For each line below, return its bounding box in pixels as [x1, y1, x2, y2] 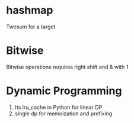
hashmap [6, 4, 53, 17]
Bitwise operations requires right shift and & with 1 [6, 63, 129, 70]
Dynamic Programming [6, 84, 122, 98]
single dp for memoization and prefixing [14, 110, 113, 117]
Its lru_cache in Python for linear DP [14, 103, 103, 111]
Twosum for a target [6, 23, 56, 30]
